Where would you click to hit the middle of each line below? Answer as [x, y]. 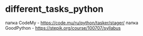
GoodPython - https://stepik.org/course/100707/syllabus [63, 28]
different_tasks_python [54, 9]
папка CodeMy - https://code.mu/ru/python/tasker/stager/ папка [72, 23]
